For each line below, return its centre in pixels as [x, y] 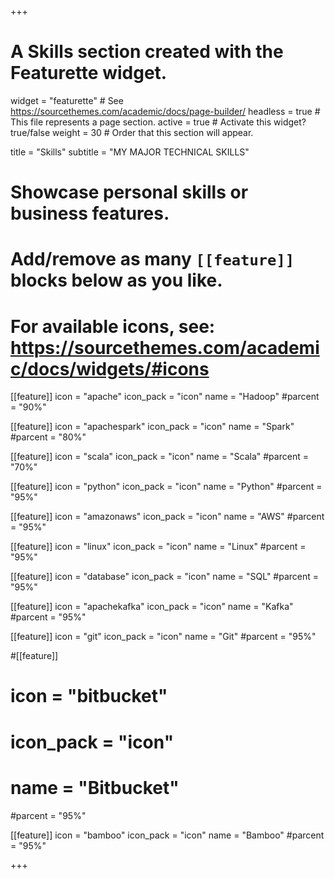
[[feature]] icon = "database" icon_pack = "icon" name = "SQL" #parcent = [165, 577]
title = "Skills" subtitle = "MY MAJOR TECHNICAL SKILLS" [130, 152]
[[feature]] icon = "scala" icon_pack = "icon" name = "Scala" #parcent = [159, 457]
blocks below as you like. [116, 280]
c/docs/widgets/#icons [110, 368]
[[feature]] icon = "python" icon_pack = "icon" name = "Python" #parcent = [166, 487]
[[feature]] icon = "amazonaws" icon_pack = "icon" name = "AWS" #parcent [167, 517]
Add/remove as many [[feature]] [152, 259]
